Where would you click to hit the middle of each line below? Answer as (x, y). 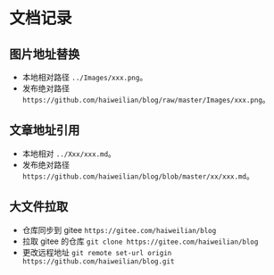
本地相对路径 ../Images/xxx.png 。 (85, 77)
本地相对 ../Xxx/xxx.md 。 (69, 154)
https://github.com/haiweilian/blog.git (98, 261)
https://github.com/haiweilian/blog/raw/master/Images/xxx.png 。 (146, 100)
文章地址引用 (45, 130)
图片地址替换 (45, 54)
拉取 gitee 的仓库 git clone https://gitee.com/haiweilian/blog (140, 241)
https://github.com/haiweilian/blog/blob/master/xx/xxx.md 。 (138, 176)
